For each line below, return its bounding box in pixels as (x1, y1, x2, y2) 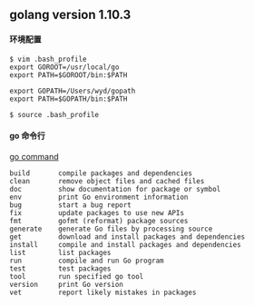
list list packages (9, 248, 112, 257)
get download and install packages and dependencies (9, 232, 246, 242)
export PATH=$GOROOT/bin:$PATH (9, 70, 128, 80)
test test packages (9, 263, 112, 273)
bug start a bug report (9, 200, 132, 210)
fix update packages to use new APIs (9, 208, 184, 217)
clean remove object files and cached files (9, 176, 205, 185)
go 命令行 (9, 131, 45, 142)
